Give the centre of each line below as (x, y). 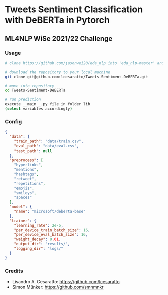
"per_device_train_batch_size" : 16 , (52, 230)
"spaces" (23, 197)
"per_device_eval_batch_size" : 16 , (51, 235)
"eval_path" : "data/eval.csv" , (47, 146)
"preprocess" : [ (26, 160)
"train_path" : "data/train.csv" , (49, 141)
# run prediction (23, 100)
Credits (14, 271)
